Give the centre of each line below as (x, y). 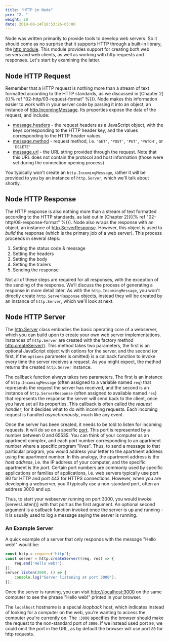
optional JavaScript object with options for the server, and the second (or (82, 351)
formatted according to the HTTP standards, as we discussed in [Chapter (82, 94)
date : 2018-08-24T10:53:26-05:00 (40, 24)
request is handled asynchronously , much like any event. (65, 414)
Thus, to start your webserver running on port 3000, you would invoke (78, 499)
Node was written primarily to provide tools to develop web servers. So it (81, 39)
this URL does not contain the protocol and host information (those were (88, 157)
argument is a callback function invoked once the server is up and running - (84, 510)
